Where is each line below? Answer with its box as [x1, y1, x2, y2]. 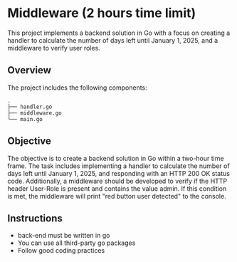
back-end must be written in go [17, 231, 110, 240]
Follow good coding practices [17, 246, 105, 255]
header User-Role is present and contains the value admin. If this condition [7, 184, 227, 193]
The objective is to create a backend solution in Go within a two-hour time [7, 154, 224, 162]
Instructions [7, 212, 63, 224]
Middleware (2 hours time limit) [7, 5, 196, 21]
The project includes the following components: [7, 83, 147, 92]
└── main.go [7, 115, 43, 122]
